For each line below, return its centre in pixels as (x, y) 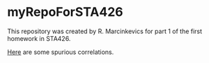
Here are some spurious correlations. (61, 52)
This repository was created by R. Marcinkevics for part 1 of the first (105, 31)
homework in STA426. (39, 38)
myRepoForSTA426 (65, 12)
